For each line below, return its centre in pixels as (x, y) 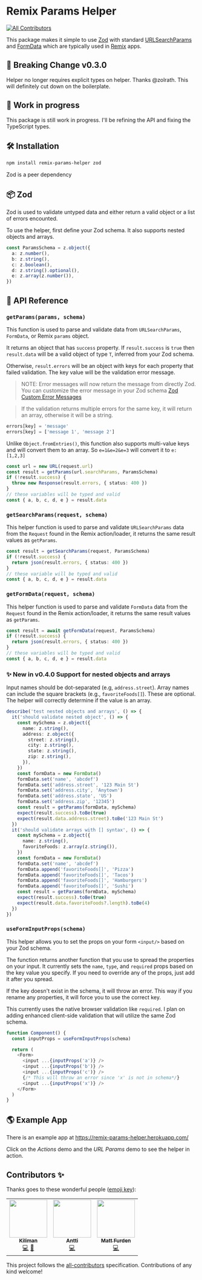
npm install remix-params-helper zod (54, 163)
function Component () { (36, 1033)
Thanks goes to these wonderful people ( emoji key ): (71, 1189)
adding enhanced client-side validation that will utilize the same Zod (91, 1015)
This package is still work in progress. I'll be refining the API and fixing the (99, 120)
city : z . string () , (51, 745)
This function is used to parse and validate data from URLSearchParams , (94, 329)
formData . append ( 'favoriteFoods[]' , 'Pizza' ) (76, 869)
